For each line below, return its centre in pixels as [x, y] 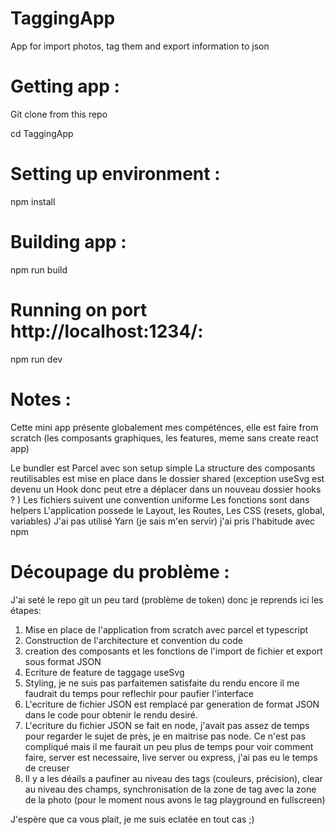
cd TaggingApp [42, 133]
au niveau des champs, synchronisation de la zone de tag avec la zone [170, 789]
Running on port [79, 309]
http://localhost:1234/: [107, 331]
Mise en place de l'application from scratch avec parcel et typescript [166, 629]
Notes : [41, 399]
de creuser [47, 768]
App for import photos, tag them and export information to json [140, 46]
